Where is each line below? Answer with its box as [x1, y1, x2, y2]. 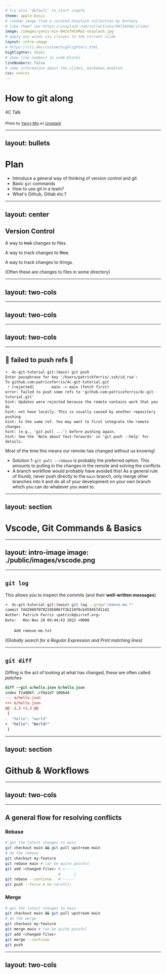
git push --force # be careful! [5, 882, 72, 887]
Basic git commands [12, 181, 55, 187]
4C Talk [5, 109, 21, 115]
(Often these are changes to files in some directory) [5, 269, 110, 275]
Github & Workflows [5, 765, 89, 777]
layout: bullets [5, 139, 50, 147]
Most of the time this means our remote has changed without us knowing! [5, 448, 156, 454]
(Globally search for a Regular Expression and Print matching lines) [5, 637, 143, 643]
